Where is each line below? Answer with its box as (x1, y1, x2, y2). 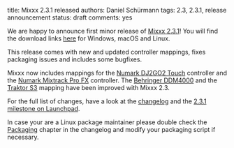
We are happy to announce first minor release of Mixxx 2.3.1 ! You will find (7, 27, 219, 35)
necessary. (7, 133, 40, 141)
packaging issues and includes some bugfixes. (7, 55, 142, 64)
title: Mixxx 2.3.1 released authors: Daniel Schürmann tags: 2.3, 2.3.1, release (7, 6, 227, 14)
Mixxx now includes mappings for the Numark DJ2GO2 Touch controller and (7, 69, 227, 77)
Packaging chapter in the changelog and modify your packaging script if (7, 126, 216, 133)
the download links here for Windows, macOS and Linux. (7, 34, 170, 43)
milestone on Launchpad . (7, 105, 80, 112)
